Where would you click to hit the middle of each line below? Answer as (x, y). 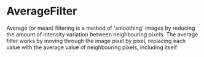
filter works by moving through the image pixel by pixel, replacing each (96, 41)
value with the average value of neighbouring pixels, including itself (92, 47)
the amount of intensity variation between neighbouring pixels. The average (102, 34)
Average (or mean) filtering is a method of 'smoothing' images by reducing (101, 28)
